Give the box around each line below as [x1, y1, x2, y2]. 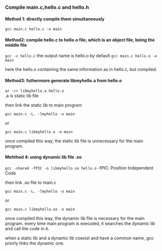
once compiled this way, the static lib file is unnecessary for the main [5, 138, 144, 144]
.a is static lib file [5, 93, 39, 99]
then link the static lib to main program [5, 102, 82, 108]
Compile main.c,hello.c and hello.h [5, 4, 89, 11]
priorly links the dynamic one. [5, 240, 65, 246]
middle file [5, 42, 27, 48]
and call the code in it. [5, 225, 50, 232]
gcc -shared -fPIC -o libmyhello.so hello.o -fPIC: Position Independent [5, 165, 154, 171]
